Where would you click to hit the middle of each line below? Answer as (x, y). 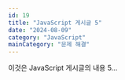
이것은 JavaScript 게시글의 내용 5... (63, 68)
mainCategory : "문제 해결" (49, 45)
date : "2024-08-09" (40, 30)
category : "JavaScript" (47, 37)
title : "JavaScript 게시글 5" (55, 23)
